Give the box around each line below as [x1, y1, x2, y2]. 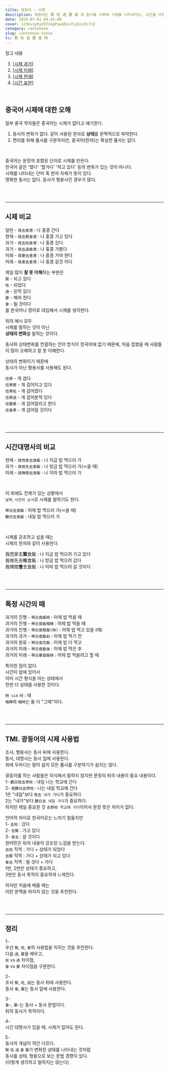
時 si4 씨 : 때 [5, 692, 32, 699]
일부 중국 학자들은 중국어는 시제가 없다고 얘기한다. [5, 120, 104, 126]
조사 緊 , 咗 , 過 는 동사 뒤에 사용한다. [5, 979, 73, 985]
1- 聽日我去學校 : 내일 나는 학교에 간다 [5, 778, 77, 785]
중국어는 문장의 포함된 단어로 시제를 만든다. [5, 157, 90, 164]
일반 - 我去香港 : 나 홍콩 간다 [5, 227, 59, 233]
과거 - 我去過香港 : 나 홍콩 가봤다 [5, 246, 67, 252]
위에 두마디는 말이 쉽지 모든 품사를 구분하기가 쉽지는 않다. [5, 762, 118, 768]
